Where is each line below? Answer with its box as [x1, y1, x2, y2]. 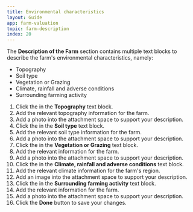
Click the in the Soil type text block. [15, 122, 105, 129]
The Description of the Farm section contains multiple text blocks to [7, 48, 177, 55]
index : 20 [7, 31, 32, 37]
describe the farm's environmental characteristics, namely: [7, 54, 153, 61]
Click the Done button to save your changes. [15, 199, 127, 207]
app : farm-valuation [7, 20, 59, 26]
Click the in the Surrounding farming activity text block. [15, 180, 156, 187]
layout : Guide [7, 14, 43, 20]
